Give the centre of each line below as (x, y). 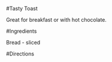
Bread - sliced (23, 42)
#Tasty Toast (22, 8)
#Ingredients (22, 31)
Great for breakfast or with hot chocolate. (57, 20)
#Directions (20, 54)
